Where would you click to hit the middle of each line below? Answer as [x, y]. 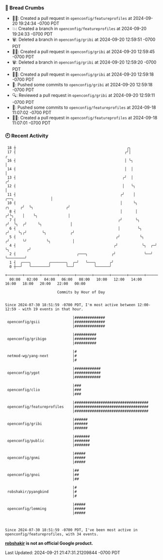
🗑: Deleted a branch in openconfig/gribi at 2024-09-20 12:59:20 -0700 [84, 62]
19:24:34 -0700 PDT [39, 23]
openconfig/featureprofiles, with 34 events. [52, 534]
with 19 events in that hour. [53, 309]
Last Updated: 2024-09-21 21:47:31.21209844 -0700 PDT [63, 552]
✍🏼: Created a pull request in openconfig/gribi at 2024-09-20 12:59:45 [83, 52]
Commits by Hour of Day [81, 292]
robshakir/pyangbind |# [42, 492]
